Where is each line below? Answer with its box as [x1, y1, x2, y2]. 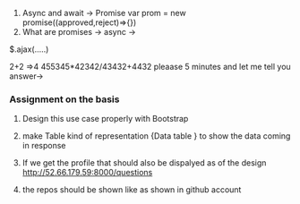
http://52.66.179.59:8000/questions [21, 167, 153, 178]
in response [21, 140, 66, 151]
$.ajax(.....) [9, 44, 49, 55]
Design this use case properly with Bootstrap [21, 114, 189, 124]
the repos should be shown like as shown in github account [21, 184, 242, 195]
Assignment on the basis [9, 93, 120, 106]
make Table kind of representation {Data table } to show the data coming [21, 131, 291, 141]
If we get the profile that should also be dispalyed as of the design [21, 157, 267, 168]
